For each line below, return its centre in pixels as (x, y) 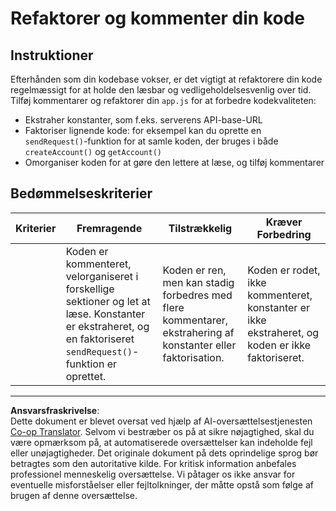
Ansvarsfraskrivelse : (55, 410)
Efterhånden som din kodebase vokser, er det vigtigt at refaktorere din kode (166, 79)
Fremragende (109, 228)
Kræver (284, 222)
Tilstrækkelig (200, 228)
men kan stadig (198, 282)
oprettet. (86, 376)
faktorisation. (193, 357)
